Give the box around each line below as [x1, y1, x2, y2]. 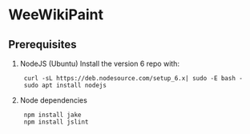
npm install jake [23, 111, 82, 119]
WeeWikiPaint [8, 6, 104, 24]
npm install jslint [23, 118, 89, 126]
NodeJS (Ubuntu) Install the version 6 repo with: [19, 59, 180, 68]
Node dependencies [19, 95, 88, 105]
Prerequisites [8, 38, 77, 51]
